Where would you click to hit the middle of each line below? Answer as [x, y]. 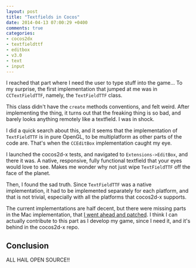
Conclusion [28, 245]
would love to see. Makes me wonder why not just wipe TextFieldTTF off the [98, 167]
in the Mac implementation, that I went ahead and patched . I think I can [92, 215]
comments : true [25, 28]
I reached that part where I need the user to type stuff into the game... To [94, 83]
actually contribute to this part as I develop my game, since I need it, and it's [98, 221]
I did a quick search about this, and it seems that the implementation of [92, 130]
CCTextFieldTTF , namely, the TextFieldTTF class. [64, 95]
